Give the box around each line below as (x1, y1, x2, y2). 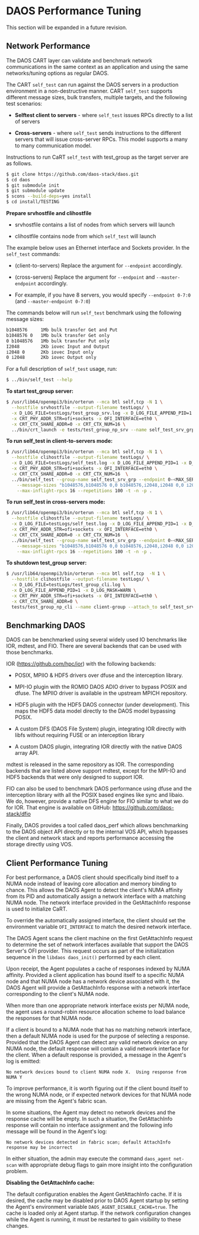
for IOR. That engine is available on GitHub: (6, 804, 111, 811)
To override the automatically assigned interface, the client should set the (6, 917, 186, 924)
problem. (6, 1168, 28, 1175)
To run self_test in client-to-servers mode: (6, 437, 113, 445)
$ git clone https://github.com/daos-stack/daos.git (6, 171, 139, 177)
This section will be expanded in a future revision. (6, 24, 127, 31)
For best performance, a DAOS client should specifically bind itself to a (6, 874, 179, 881)
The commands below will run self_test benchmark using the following (6, 309, 182, 316)
